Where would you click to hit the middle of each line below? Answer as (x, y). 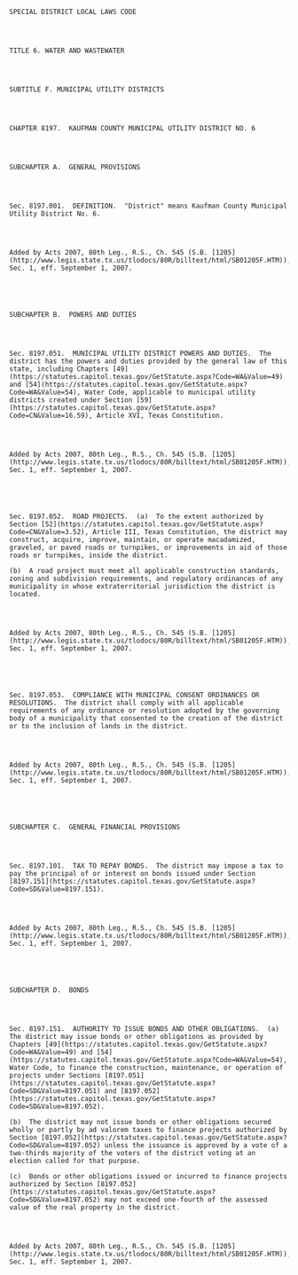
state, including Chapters (59, 369)
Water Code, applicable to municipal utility (170, 392)
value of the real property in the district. (94, 1208)
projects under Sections (55, 1075)
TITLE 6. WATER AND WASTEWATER (67, 51)
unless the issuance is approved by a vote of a (196, 1145)
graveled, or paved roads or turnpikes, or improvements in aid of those (149, 547)
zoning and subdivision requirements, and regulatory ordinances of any (146, 578)
